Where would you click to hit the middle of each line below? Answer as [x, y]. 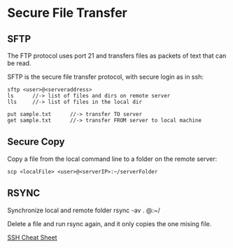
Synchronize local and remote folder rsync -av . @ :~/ [84, 210]
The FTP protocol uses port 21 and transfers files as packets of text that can [117, 56]
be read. [19, 63]
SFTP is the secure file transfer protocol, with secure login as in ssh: [106, 77]
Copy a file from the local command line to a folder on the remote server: [112, 159]
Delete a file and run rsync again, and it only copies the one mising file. [110, 223]
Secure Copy [36, 142]
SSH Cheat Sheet [32, 237]
